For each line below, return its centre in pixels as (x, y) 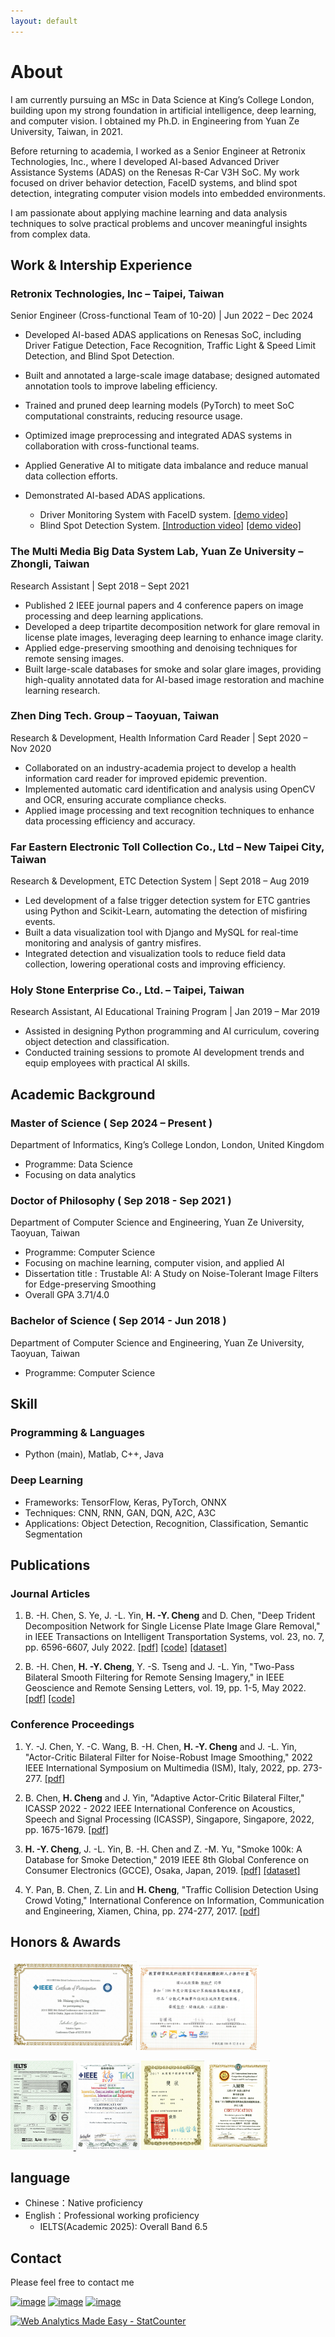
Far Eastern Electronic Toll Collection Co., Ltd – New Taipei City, (167, 847)
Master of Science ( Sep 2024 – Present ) (111, 1123)
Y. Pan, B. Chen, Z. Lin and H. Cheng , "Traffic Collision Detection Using (171, 1889)
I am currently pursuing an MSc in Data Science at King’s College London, (162, 99)
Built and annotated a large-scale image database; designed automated (172, 376)
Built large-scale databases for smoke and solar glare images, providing (173, 669)
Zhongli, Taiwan (50, 564)
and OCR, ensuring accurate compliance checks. (125, 799)
